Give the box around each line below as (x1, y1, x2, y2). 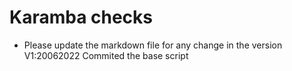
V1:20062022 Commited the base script (23, 49, 189, 61)
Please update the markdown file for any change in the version (23, 39, 283, 51)
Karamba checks (9, 6, 154, 29)
